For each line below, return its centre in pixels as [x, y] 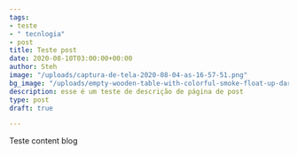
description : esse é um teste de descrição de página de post [126, 91]
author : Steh [33, 67]
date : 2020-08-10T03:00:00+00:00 [71, 58]
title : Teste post [43, 50]
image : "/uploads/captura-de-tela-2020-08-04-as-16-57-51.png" [129, 75]
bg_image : [27, 83]
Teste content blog [43, 141]
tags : [19, 17]
